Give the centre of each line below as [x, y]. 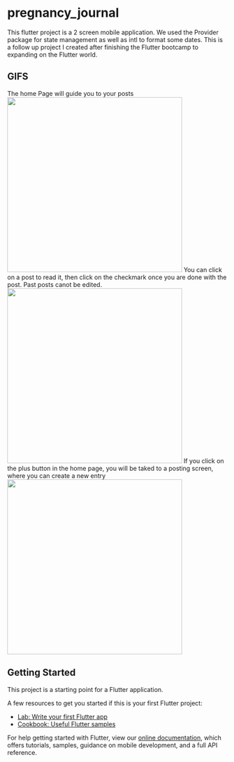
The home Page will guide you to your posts [71, 93]
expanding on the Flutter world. [52, 55]
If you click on [204, 460]
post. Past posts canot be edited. [55, 284]
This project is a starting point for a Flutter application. [85, 689]
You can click [203, 269]
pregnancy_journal [63, 13]
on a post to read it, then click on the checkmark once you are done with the [117, 277]
